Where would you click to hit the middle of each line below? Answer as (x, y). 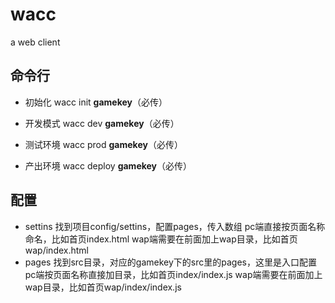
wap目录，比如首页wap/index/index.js (103, 287)
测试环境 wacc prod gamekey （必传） (103, 144)
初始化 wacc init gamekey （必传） (96, 102)
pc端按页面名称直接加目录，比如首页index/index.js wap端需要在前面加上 (173, 274)
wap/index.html (57, 250)
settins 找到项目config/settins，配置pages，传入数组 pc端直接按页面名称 (175, 226)
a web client (35, 42)
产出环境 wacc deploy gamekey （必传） (108, 165)
